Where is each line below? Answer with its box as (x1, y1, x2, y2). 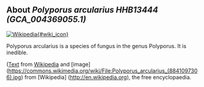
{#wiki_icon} (37, 30, 69, 38)
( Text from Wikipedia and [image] (6, 60, 90, 68)
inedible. (6, 49, 28, 56)
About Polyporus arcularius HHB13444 (6, 5, 159, 15)
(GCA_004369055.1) (6, 15, 87, 25)
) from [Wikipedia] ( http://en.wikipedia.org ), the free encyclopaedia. (21, 73, 192, 81)
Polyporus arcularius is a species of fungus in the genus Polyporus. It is (6, 42, 187, 49)
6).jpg (6, 73, 21, 81)
